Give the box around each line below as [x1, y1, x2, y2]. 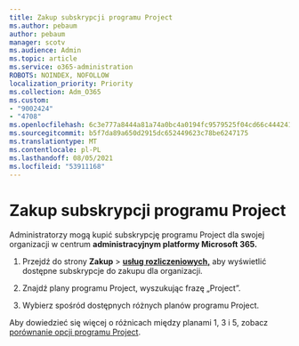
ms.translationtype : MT [9, 137, 98, 146]
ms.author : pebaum [9, 21, 77, 30]
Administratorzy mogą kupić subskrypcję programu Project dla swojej [9, 229, 265, 240]
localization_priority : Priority [9, 79, 133, 88]
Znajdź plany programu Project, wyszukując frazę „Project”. [21, 283, 241, 294]
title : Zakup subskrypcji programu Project [9, 12, 174, 22]
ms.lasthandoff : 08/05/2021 [9, 153, 114, 163]
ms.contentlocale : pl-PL [9, 145, 101, 154]
